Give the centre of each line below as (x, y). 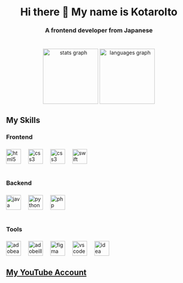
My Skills (23, 120)
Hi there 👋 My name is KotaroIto (99, 12)
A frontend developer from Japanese (99, 31)
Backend (19, 183)
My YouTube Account (46, 272)
